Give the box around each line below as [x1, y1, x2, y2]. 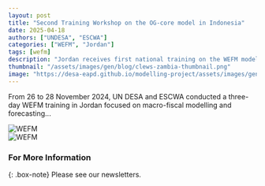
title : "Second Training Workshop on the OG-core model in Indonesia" [8, 19, 245, 27]
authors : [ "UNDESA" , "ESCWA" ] [8, 33, 108, 42]
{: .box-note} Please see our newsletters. [8, 169, 142, 179]
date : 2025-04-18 [8, 26, 65, 34]
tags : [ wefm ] [8, 48, 51, 56]
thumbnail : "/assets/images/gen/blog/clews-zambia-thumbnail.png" [8, 63, 231, 71]
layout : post [8, 11, 51, 20]
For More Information [8, 151, 91, 162]
